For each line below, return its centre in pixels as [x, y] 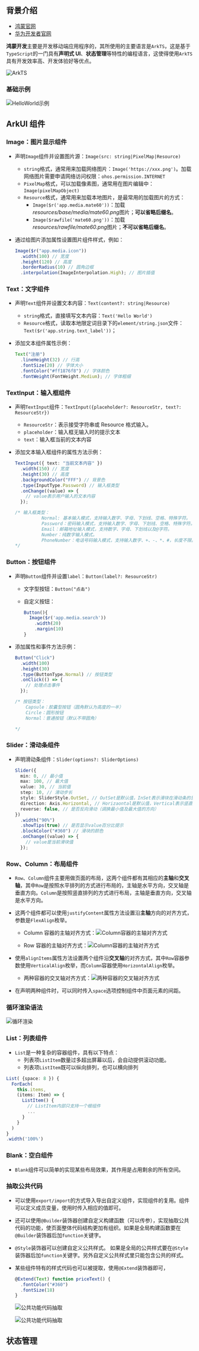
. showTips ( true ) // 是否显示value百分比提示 [72, 826]
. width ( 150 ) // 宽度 [45, 469]
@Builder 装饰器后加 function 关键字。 [60, 1235]
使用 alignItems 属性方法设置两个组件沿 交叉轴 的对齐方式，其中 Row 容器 [99, 958]
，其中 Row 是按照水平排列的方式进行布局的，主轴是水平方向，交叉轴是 [105, 885]
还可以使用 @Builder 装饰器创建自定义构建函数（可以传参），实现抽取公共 [102, 1220]
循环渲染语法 [25, 1008]
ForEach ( [22, 1084]
